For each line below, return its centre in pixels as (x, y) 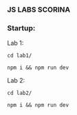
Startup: (21, 28)
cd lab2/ (20, 93)
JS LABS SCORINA (39, 10)
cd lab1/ (20, 56)
